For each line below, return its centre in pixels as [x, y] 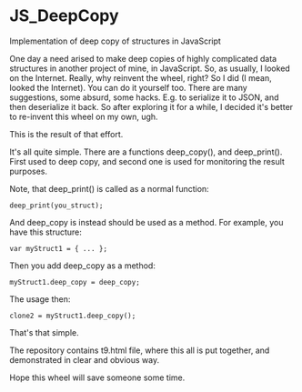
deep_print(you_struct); [56, 206]
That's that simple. [44, 332]
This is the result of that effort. [66, 134]
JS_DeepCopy [65, 16]
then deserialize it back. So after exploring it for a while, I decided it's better [151, 106]
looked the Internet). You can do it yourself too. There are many [128, 87]
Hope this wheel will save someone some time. [97, 377]
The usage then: [40, 299]
